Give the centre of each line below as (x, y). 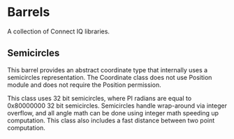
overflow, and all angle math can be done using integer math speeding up (113, 113)
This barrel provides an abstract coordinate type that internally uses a (108, 69)
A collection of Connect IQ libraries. (59, 31)
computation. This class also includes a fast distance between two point (111, 120)
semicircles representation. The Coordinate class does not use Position (110, 77)
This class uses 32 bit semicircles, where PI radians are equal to (100, 98)
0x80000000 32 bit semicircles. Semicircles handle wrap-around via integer (117, 106)
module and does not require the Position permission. (85, 85)
